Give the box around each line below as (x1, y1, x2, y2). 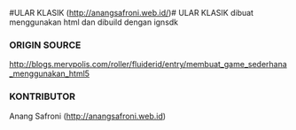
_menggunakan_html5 (9, 68, 90, 79)
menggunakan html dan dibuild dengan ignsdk (9, 17, 179, 27)
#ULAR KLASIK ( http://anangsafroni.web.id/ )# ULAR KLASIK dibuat (9, 8, 254, 18)
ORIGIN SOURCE (9, 39, 82, 51)
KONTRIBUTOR (9, 90, 75, 103)
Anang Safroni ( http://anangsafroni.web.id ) (9, 111, 167, 121)
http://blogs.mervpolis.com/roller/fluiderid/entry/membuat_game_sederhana (9, 59, 288, 70)
